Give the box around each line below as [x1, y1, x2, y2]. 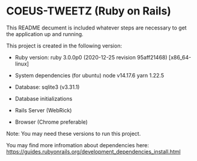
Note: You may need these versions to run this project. [6, 130, 141, 137]
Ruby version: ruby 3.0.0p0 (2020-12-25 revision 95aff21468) [14, 53, 168, 61]
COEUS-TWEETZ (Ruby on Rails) [6, 4, 171, 18]
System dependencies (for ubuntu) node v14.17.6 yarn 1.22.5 [14, 71, 165, 79]
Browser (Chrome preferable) [14, 118, 88, 126]
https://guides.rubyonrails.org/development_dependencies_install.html [6, 148, 181, 155]
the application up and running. [6, 30, 84, 37]
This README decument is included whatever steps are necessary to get [6, 24, 187, 31]
